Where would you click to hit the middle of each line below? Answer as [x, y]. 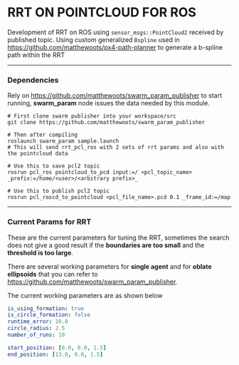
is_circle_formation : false [49, 315]
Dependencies [33, 80]
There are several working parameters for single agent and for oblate [110, 266]
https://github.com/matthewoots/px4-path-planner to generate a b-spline [115, 47]
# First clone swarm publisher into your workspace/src [92, 116]
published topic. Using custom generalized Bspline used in [94, 39]
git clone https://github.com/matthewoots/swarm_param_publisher [106, 123]
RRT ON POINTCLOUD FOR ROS [102, 12]
